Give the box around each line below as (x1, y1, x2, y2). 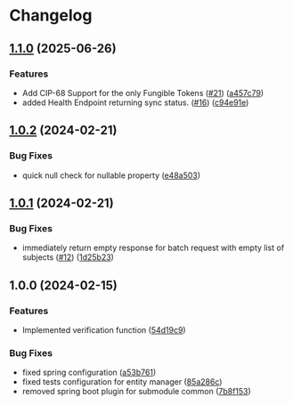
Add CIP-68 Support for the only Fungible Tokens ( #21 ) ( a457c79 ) (21, 87, 265, 98)
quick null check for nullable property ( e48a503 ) (21, 170, 201, 181)
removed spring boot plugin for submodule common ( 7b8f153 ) (21, 386, 251, 397)
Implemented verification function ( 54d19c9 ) (21, 324, 186, 335)
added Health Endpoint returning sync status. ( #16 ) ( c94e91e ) (21, 97, 249, 108)
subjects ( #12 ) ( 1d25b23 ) (21, 252, 114, 263)
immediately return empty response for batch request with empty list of (21, 242, 285, 254)
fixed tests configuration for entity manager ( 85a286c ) (21, 377, 223, 387)
